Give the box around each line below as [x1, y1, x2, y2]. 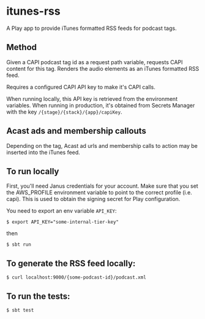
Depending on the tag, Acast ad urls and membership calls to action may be [6, 142, 198, 149]
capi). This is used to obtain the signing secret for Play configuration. [6, 196, 181, 203]
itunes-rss [6, 4, 61, 18]
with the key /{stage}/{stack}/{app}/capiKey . [6, 108, 122, 116]
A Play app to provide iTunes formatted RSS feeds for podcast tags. [6, 24, 177, 32]
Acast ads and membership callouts [6, 126, 147, 136]
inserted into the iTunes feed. [6, 148, 81, 156]
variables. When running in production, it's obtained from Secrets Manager [6, 101, 195, 109]
